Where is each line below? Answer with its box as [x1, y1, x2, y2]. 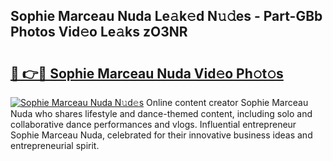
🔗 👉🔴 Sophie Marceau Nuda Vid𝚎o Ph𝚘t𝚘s [10, 65, 284, 82]
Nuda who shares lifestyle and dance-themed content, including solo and [10, 108, 313, 119]
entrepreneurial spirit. [10, 140, 100, 151]
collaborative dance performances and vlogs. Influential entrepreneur [10, 119, 297, 130]
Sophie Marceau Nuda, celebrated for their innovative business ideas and [10, 129, 313, 141]
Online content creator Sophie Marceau [146, 97, 309, 108]
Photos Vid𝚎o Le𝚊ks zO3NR [10, 24, 188, 41]
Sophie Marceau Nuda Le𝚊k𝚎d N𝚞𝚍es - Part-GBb [10, 8, 323, 25]
